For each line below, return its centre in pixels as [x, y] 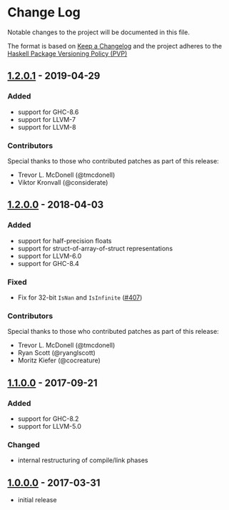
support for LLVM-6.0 [50, 256]
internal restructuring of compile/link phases [83, 460]
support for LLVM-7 [47, 119]
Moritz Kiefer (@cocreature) [59, 360]
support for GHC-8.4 [49, 263]
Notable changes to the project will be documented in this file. [99, 32]
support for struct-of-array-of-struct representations [95, 248]
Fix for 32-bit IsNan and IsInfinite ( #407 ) [80, 297]
